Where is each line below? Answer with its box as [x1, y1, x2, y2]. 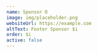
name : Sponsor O [6, 9, 48, 15]
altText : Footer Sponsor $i [6, 26, 78, 32]
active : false [6, 37, 43, 43]
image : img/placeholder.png [6, 15, 78, 21]
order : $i [6, 32, 32, 38]
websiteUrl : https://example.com [6, 20, 92, 26]
